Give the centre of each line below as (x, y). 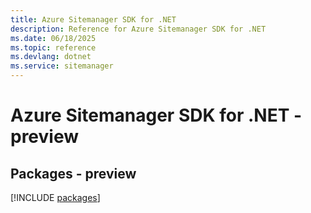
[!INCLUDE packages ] (55, 197)
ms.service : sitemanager (62, 66)
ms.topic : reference (53, 47)
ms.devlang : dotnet (51, 57)
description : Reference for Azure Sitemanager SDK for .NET (138, 29)
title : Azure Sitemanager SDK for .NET (93, 19)
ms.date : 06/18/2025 (53, 38)
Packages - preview (73, 173)
